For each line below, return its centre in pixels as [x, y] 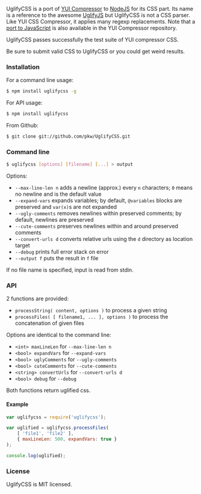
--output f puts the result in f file [57, 258]
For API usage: [24, 103]
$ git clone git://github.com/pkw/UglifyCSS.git [68, 136]
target [22, 245]
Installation [23, 67]
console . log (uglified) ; [36, 455]
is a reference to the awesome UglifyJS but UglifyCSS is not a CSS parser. [98, 15]
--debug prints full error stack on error [62, 252]
